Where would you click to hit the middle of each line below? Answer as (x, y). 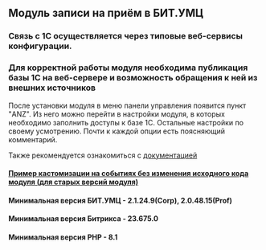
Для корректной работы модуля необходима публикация (128, 68)
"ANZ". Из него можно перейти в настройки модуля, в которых (117, 114)
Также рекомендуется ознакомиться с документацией (103, 155)
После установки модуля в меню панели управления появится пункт (127, 105)
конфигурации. (40, 46)
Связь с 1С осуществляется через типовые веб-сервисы (126, 36)
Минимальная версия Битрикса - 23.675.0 (84, 219)
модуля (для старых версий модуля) (74, 182)
